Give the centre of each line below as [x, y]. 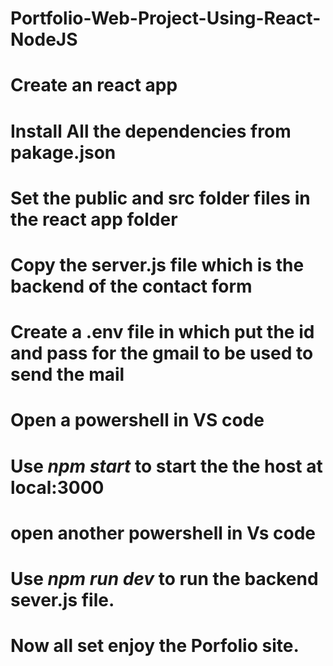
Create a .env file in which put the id [162, 332]
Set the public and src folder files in [160, 198]
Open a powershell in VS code [137, 420]
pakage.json [63, 152]
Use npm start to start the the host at [166, 466]
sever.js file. [62, 599]
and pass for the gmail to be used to [162, 353]
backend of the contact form [131, 286]
